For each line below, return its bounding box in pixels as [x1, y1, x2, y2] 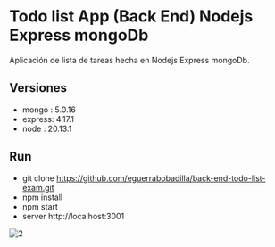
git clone [21, 172, 55, 184]
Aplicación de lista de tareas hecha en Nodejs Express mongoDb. [9, 54, 250, 65]
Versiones [9, 80, 68, 95]
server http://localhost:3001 [21, 210, 125, 221]
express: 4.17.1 [21, 113, 74, 124]
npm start [21, 201, 58, 211]
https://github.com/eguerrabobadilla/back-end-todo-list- [56, 172, 266, 184]
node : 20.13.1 [21, 123, 72, 134]
